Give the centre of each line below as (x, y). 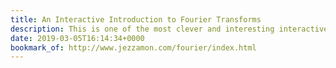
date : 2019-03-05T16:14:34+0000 (77, 38)
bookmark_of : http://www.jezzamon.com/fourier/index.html (133, 47)
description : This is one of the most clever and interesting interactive (169, 29)
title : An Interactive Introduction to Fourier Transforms (136, 19)
